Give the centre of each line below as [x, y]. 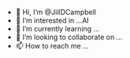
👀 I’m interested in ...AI [52, 20]
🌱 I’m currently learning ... [58, 29]
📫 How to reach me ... [52, 46]
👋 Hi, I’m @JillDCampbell [56, 12]
